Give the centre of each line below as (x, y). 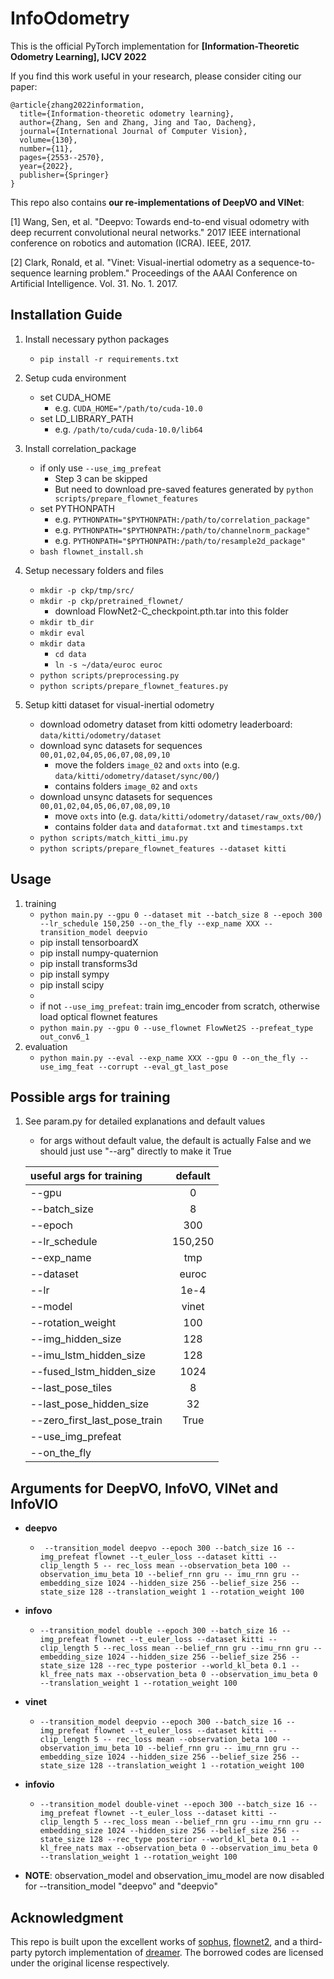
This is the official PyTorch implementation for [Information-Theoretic (155, 46)
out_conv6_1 (64, 1037)
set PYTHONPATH (77, 508)
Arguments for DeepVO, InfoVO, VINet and (144, 1488)
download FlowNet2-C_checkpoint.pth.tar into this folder (171, 611)
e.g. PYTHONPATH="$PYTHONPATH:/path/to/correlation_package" (182, 519)
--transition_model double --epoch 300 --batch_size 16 (158, 1631)
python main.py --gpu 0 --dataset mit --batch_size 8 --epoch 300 (181, 915)
